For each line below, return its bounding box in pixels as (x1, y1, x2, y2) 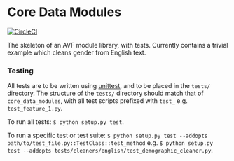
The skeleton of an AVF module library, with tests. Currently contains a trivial (7, 41, 228, 49)
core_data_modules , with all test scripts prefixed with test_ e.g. (7, 97, 188, 105)
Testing (7, 66, 34, 76)
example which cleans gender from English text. (7, 48, 146, 57)
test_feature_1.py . (7, 104, 63, 113)
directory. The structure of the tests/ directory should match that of (7, 89, 205, 98)
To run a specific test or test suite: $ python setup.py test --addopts (7, 131, 208, 140)
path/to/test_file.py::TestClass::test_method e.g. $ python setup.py (7, 139, 214, 147)
